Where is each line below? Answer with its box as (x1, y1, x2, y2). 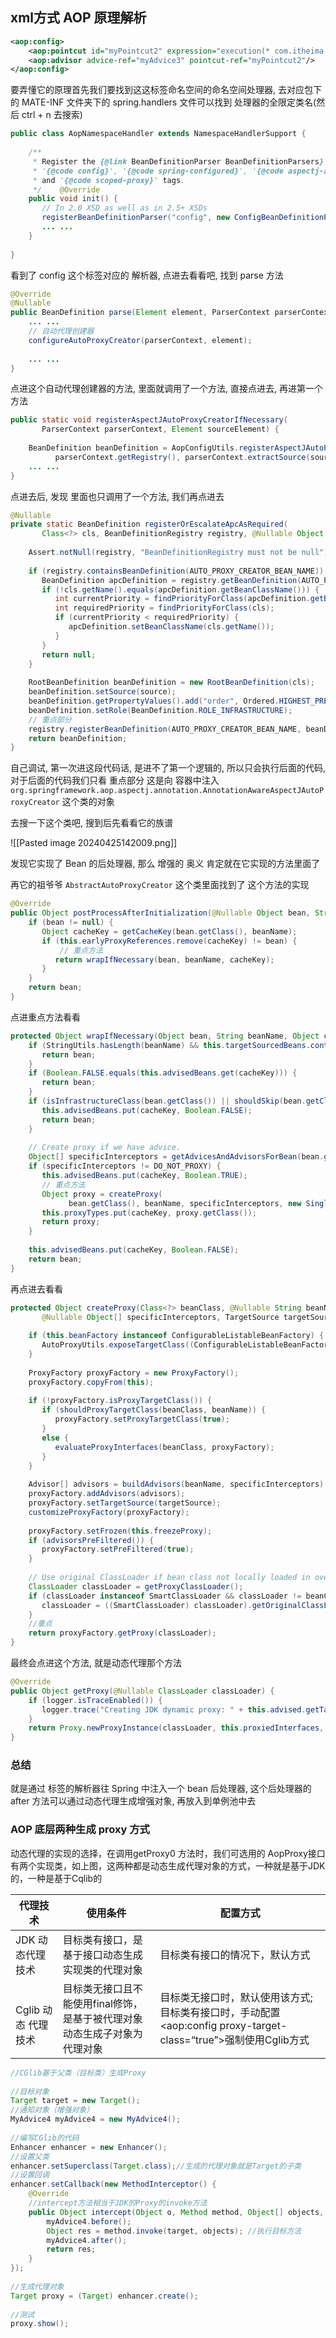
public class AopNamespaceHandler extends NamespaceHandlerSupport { (10, 129, 307, 139)
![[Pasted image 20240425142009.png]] (10, 837, 178, 849)
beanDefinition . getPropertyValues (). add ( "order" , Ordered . (28, 696, 280, 707)
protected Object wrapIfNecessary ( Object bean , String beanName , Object (10, 1031, 320, 1041)
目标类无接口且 (62, 1981, 133, 1995)
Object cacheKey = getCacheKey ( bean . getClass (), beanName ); (41, 926, 298, 937)
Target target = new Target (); (10, 2096, 141, 2106)
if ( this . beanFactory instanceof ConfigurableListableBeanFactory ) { (28, 1331, 325, 1341)
